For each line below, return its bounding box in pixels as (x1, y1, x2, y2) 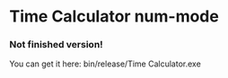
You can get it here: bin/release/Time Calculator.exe (9, 58, 202, 69)
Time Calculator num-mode (9, 6, 220, 27)
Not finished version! (9, 39, 103, 51)
